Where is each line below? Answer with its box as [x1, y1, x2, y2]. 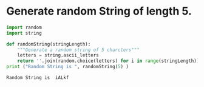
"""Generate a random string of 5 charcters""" [17, 47, 140, 53]
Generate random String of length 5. [6, 4, 192, 18]
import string [6, 30, 42, 36]
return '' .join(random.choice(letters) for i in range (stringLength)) [17, 58, 200, 64]
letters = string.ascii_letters [17, 52, 99, 58]
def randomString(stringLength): [6, 41, 91, 47]
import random [6, 24, 42, 30]
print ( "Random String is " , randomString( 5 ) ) [6, 64, 129, 70]
